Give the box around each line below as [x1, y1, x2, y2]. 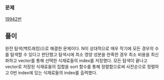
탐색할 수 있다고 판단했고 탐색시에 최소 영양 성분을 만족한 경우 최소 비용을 [10, 52, 150, 58]
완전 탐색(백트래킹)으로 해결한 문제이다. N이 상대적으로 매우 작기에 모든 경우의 [5, 46, 154, 51]
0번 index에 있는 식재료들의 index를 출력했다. [10, 70, 98, 76]
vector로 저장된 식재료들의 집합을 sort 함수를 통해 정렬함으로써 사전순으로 [5, 64, 146, 70]
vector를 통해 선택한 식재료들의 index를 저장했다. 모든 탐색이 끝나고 [18, 58, 148, 64]
